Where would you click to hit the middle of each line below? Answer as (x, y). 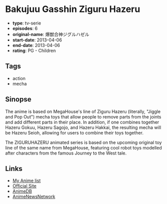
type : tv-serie (27, 23)
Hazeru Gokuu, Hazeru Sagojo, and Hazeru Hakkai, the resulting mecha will (83, 127)
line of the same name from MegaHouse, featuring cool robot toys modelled (83, 147)
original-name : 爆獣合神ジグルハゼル (51, 34)
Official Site (24, 186)
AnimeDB (22, 191)
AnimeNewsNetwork (34, 196)
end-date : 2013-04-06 (36, 45)
